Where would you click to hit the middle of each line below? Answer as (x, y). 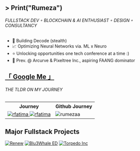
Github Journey (74, 106)
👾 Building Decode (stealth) (39, 40)
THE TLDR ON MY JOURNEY (34, 89)
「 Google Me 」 (30, 76)
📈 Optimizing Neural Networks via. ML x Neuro (59, 46)
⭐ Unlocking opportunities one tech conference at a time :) (70, 53)
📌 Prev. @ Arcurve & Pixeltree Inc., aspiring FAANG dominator (74, 60)
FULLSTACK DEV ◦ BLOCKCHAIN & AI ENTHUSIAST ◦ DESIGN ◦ (69, 20)
